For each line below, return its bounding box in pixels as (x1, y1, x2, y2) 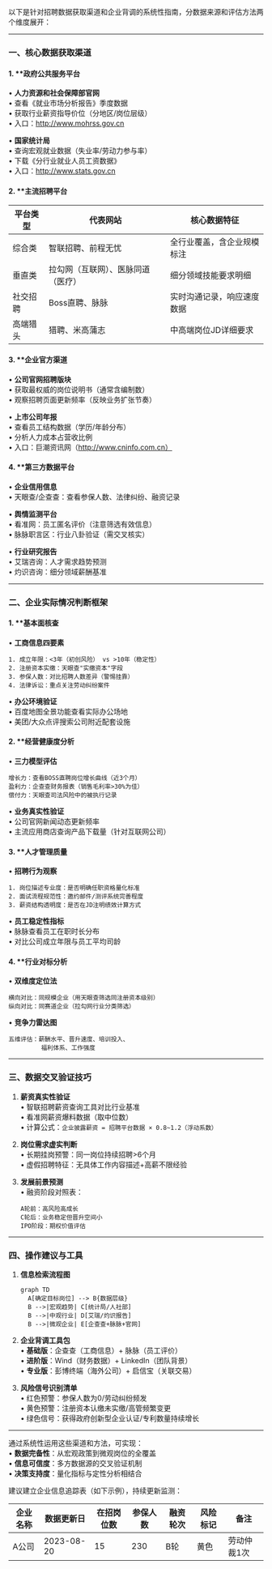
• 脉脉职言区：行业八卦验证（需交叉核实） (8, 529, 150, 539)
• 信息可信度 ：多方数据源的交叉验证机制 (8, 1459, 142, 1469)
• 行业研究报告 (8, 546, 57, 556)
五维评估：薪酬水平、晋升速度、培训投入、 (8, 1035, 130, 1043)
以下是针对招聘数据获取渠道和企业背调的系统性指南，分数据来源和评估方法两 (8, 7, 264, 16)
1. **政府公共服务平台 (8, 68, 81, 79)
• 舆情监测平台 (8, 509, 57, 518)
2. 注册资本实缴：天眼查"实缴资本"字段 (8, 663, 124, 672)
